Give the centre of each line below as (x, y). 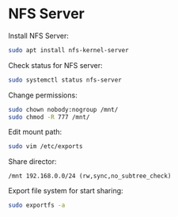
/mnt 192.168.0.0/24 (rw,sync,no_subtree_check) (90, 176)
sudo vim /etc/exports (45, 147)
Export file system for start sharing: (66, 191)
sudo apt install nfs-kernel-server (68, 50)
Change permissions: (43, 95)
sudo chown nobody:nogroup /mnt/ (63, 109)
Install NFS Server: (39, 36)
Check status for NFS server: (55, 65)
